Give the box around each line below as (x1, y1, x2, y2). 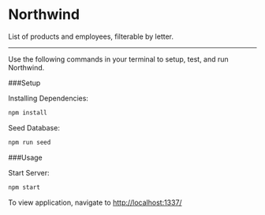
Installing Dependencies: (8, 93, 89, 103)
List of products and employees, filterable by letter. (8, 32, 174, 41)
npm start (8, 183, 41, 191)
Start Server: (8, 168, 50, 177)
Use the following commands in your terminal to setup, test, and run (8, 54, 229, 64)
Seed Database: (8, 123, 61, 132)
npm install (8, 108, 47, 116)
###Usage (8, 153, 43, 162)
